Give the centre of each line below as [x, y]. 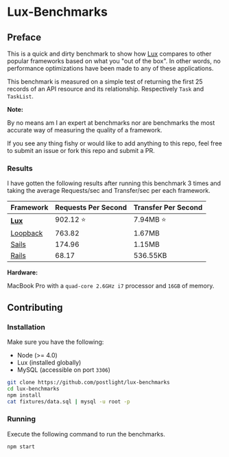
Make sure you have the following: [56, 342]
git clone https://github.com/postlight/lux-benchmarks [88, 382]
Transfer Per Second [168, 208]
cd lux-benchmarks [33, 388]
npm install [24, 395]
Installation [26, 327]
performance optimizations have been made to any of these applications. [110, 68]
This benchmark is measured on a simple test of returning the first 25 [105, 82]
